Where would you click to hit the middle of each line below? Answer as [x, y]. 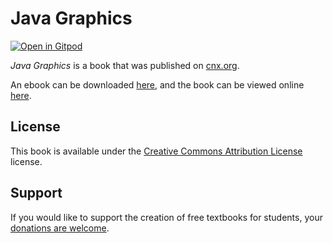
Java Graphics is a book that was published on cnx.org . [125, 65]
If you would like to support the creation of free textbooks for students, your [166, 217]
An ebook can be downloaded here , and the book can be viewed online [157, 84]
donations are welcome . [60, 228]
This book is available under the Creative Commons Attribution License [156, 151]
